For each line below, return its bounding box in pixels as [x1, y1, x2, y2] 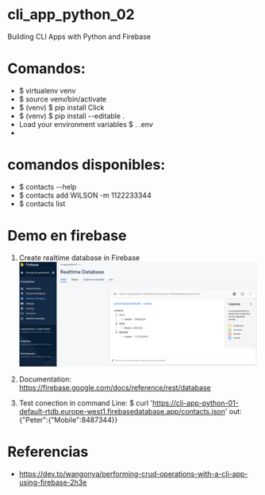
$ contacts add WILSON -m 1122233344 [18, 190, 152, 200]
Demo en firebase [7, 227, 127, 244]
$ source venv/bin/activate [18, 94, 107, 104]
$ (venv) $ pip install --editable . [18, 111, 125, 121]
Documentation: [18, 374, 72, 384]
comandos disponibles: [7, 156, 166, 174]
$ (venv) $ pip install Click [18, 102, 105, 112]
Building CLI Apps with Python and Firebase [7, 32, 152, 41]
